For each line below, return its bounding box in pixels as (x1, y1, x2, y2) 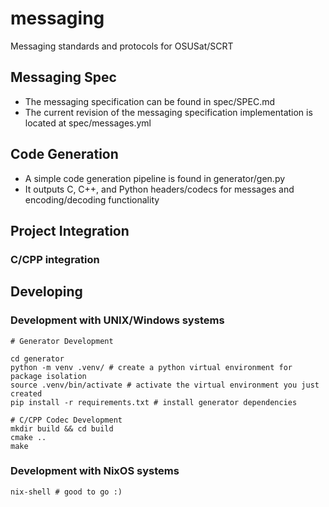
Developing (10, 283, 83, 301)
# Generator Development (10, 336, 114, 346)
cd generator (10, 353, 65, 364)
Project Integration (10, 222, 130, 239)
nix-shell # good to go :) (10, 487, 123, 497)
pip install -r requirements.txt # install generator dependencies (10, 397, 298, 407)
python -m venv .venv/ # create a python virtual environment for (10, 362, 293, 372)
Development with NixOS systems (10, 464, 180, 478)
